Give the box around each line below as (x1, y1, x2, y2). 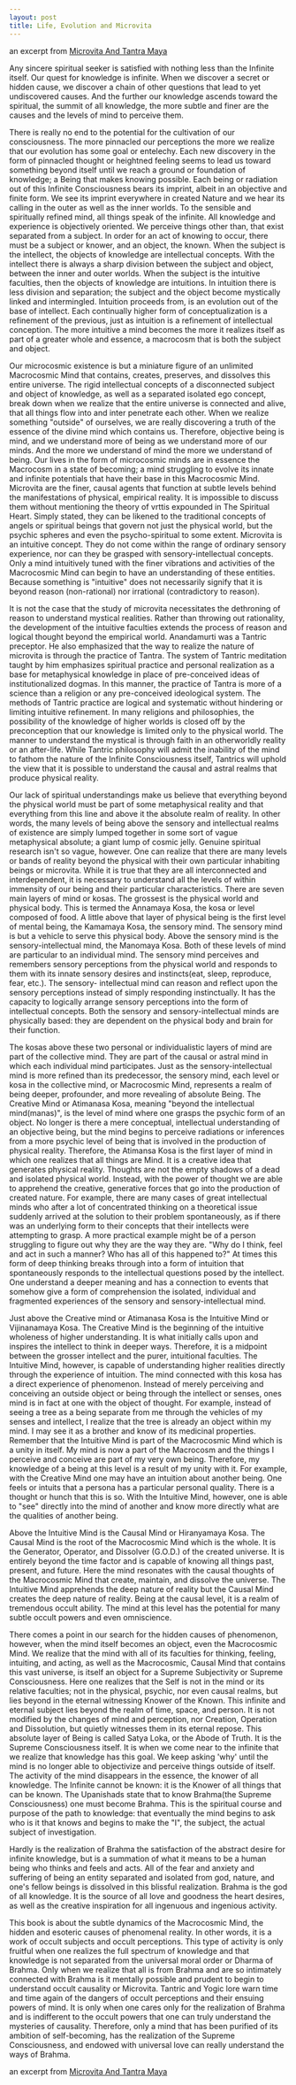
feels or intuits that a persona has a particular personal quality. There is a (9, 1481, 276, 1492)
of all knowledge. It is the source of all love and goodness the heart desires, (9, 1890, 285, 1901)
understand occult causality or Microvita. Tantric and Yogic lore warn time (9, 1983, 278, 1994)
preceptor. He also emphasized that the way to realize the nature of (9, 641, 254, 651)
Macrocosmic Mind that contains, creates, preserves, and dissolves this (9, 369, 271, 381)
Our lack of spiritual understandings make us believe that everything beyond (9, 789, 287, 800)
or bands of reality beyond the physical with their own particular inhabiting (9, 855, 280, 866)
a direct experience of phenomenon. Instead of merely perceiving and (9, 1378, 264, 1389)
